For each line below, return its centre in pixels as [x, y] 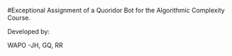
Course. [19, 18]
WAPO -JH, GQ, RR [35, 45]
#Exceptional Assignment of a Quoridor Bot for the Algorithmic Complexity [116, 10]
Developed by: [28, 32]
